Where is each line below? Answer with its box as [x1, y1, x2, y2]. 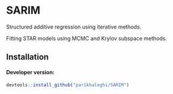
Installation [6, 52, 49, 62]
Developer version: [6, 68, 55, 76]
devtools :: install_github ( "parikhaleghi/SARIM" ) [6, 82, 129, 88]
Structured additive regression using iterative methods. [6, 23, 141, 30]
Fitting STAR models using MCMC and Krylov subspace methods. [6, 35, 167, 42]
